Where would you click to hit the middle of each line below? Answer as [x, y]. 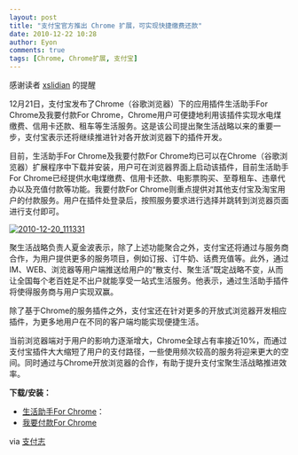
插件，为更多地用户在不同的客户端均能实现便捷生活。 [106, 322]
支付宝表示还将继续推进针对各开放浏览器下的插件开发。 [125, 137]
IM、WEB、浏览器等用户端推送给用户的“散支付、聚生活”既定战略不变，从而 [146, 270]
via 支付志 [27, 441]
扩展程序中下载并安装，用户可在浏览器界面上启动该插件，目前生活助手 [161, 167]
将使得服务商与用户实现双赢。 [63, 292]
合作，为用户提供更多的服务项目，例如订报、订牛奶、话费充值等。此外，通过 [149, 259]
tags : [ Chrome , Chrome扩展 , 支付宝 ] [74, 59]
